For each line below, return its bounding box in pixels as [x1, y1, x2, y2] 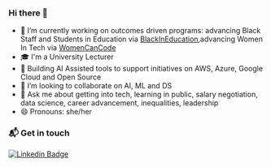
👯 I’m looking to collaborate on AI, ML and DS [20, 81, 173, 91]
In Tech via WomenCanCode [20, 43, 116, 53]
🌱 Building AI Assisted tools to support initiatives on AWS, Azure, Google [20, 64, 263, 74]
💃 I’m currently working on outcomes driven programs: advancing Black [20, 26, 261, 36]
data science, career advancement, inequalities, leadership [20, 98, 219, 108]
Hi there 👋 [8, 7, 49, 19]
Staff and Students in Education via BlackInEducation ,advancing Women [20, 34, 263, 44]
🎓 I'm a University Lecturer [20, 52, 114, 62]
